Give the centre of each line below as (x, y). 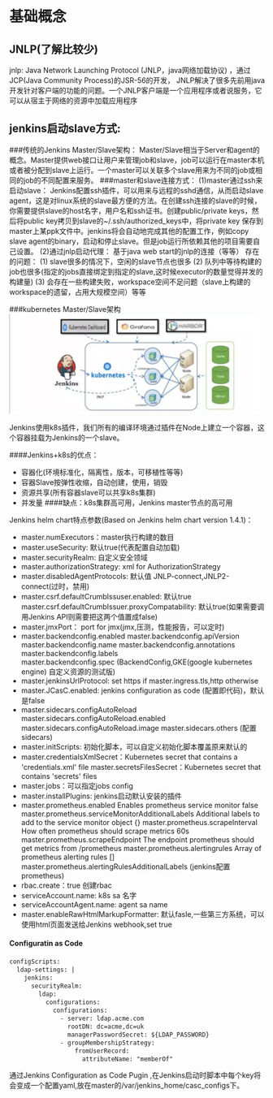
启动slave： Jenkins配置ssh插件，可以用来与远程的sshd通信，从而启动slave (136, 190)
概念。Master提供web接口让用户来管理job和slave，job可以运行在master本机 (137, 160)
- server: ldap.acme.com (102, 1018)
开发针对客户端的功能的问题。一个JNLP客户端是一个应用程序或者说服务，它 (136, 91)
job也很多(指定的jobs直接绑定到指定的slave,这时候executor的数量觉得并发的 (136, 271)
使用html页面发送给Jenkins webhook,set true (97, 924)
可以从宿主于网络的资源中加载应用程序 (73, 101)
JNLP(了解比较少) (54, 49)
